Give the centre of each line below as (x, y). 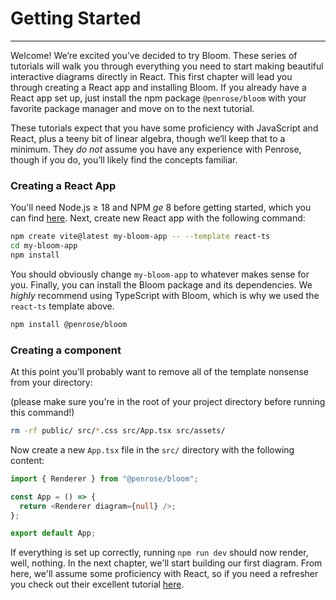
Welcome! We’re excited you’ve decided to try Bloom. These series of (154, 55)
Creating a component (66, 350)
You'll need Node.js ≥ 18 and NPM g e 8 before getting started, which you (161, 208)
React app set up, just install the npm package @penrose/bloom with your (158, 98)
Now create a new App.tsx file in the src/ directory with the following (152, 449)
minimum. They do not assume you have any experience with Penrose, (156, 149)
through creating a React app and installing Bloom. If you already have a (158, 87)
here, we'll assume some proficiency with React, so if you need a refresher (164, 574)
